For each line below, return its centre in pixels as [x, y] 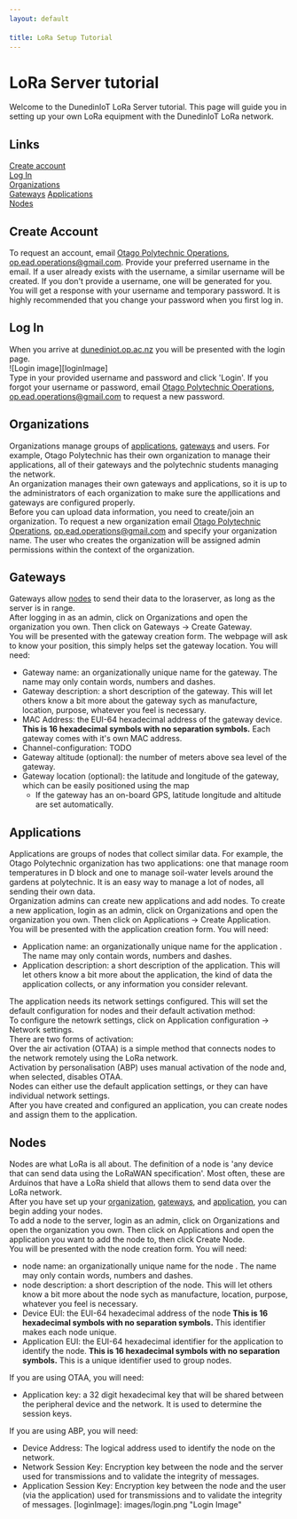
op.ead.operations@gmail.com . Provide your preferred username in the [140, 262]
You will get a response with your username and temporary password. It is [145, 290]
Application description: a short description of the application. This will [151, 965]
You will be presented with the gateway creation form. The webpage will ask [148, 637]
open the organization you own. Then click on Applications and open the [142, 1230]
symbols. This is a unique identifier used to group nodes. [127, 1360]
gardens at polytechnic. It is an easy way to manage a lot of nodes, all [137, 882]
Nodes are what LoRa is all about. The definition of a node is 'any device [141, 1164]
